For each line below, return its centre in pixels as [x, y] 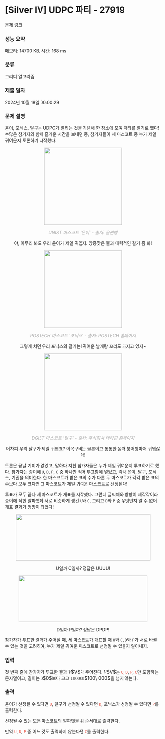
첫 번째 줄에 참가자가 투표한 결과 [36, 672]
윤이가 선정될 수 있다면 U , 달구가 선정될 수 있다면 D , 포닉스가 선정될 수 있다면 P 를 [82, 704]
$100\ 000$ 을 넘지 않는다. [111, 678]
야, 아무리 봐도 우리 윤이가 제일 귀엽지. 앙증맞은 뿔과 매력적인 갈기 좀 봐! [83, 243]
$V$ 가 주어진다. [87, 672]
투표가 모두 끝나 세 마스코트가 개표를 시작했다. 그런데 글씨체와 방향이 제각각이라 [82, 495]
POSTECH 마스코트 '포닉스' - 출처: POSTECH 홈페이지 [83, 336]
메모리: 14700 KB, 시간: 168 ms [36, 51]
